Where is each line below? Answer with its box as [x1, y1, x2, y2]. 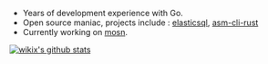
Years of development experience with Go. [22, 8, 184, 18]
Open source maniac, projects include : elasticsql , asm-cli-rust [22, 17, 259, 28]
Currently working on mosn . [22, 27, 129, 37]
